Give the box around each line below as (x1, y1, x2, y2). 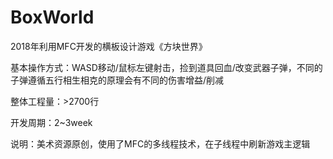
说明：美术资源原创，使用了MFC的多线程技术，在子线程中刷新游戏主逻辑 (10, 137, 311, 150)
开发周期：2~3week (10, 116, 93, 128)
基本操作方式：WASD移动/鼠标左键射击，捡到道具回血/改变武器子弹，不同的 (10, 61, 323, 73)
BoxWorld (10, 6, 95, 29)
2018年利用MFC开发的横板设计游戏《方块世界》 (10, 40, 208, 52)
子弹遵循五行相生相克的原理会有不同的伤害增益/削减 (10, 74, 225, 86)
